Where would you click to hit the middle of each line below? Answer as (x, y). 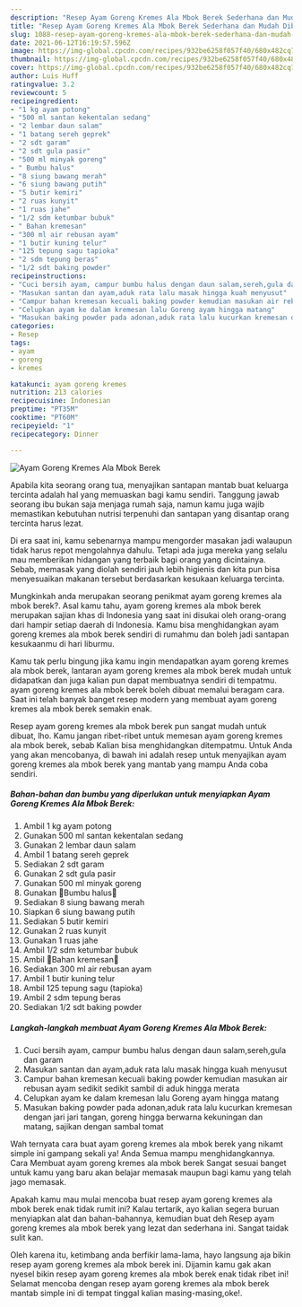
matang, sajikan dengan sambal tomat (93, 1127)
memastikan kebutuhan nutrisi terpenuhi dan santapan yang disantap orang (150, 513)
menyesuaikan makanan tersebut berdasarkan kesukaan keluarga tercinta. (147, 579)
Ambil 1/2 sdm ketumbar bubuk (81, 950)
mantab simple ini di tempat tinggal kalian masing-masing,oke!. (126, 1294)
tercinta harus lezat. (47, 523)
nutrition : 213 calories (56, 392)
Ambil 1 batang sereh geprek (76, 855)
